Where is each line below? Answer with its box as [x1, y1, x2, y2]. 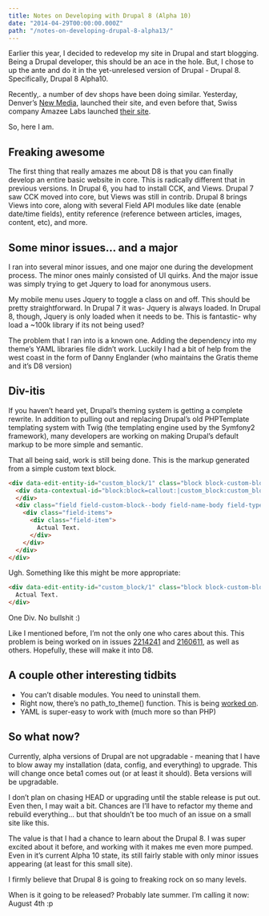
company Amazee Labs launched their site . [8, 106, 151, 116]
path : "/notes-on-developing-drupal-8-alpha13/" [8, 26, 174, 34]
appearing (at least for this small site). [8, 858, 134, 869]
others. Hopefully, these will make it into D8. [8, 645, 154, 655]
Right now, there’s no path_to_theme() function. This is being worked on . [19, 698, 259, 708]
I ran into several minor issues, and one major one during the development [8, 262, 254, 271]
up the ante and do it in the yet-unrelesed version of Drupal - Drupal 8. [8, 66, 242, 75]
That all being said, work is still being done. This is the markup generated [8, 455, 250, 464]
